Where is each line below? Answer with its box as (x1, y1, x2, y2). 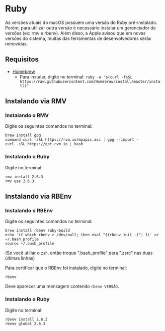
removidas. (5, 40, 28, 46)
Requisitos (5, 55, 39, 64)
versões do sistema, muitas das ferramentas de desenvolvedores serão (5, 35, 152, 41)
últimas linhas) (5, 255, 35, 261)
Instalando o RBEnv (5, 207, 53, 214)
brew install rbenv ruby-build (5, 228, 70, 233)
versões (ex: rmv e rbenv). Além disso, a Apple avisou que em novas (5, 30, 146, 36)
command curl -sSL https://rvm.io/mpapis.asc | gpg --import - (5, 137, 139, 142)
